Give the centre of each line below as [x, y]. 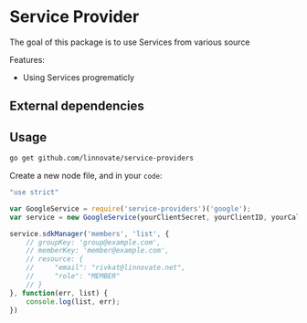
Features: [27, 59]
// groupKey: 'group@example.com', [94, 242]
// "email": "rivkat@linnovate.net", [106, 268]
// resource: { [55, 259]
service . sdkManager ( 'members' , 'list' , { [90, 234]
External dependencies [77, 106]
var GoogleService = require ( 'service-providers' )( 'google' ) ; [130, 208]
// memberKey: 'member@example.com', [98, 251]
